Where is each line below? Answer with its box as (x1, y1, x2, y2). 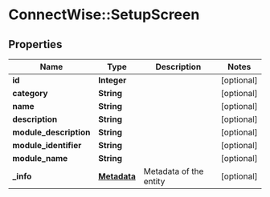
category (12, 88, 48, 98)
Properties (8, 38, 63, 51)
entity (143, 176, 166, 187)
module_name (12, 153, 68, 163)
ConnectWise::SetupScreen (8, 6, 200, 24)
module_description (12, 127, 91, 138)
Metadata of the (143, 166, 204, 177)
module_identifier (12, 140, 82, 151)
